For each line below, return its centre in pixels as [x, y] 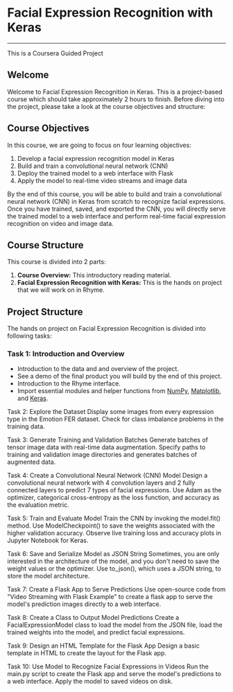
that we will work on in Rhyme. [61, 290]
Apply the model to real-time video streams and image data [102, 180]
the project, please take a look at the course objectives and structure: [106, 106]
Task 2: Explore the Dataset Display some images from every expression [111, 412]
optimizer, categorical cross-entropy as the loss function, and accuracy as [113, 498]
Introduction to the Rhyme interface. [69, 383]
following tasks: [29, 336]
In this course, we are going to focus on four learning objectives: [100, 145]
